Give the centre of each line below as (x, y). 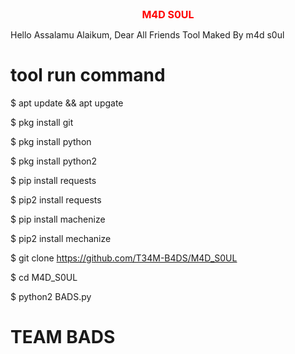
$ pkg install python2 (54, 161)
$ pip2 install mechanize (61, 238)
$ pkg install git (42, 122)
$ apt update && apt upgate (67, 103)
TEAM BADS (63, 337)
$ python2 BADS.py (51, 296)
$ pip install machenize (58, 219)
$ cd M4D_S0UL (44, 277)
